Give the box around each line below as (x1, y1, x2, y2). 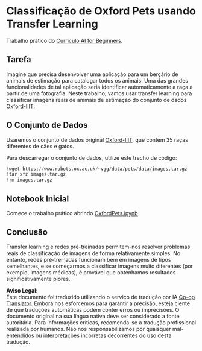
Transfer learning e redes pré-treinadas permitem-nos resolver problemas (6, 243, 191, 250)
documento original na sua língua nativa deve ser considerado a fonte (6, 312, 180, 320)
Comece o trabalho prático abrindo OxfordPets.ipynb (6, 210, 138, 217)
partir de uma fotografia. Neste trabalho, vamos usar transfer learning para (6, 89, 192, 97)
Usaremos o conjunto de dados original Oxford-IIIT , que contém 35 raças (6, 136, 189, 143)
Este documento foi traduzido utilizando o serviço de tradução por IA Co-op (6, 293, 195, 300)
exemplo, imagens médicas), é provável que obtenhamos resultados (6, 268, 176, 276)
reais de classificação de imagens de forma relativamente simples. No (6, 249, 181, 257)
